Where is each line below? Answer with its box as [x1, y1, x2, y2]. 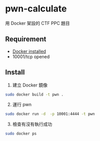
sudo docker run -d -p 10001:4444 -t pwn [5, 111, 95, 116]
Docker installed [12, 48, 46, 54]
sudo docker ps [5, 131, 37, 136]
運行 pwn [12, 101, 31, 107]
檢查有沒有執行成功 [12, 121, 52, 127]
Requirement [5, 35, 46, 43]
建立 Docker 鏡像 [12, 82, 47, 88]
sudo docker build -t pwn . [5, 92, 64, 97]
